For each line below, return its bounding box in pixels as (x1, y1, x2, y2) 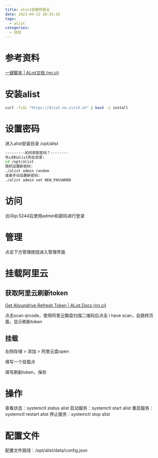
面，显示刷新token (5, 318, 43, 324)
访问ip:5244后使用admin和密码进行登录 (5, 213, 85, 219)
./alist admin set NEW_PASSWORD (5, 178, 71, 182)
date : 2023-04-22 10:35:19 (5, 12, 60, 17)
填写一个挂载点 (5, 358, 35, 364)
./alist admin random (5, 169, 50, 174)
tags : (5, 16, 16, 21)
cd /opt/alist (5, 159, 34, 164)
